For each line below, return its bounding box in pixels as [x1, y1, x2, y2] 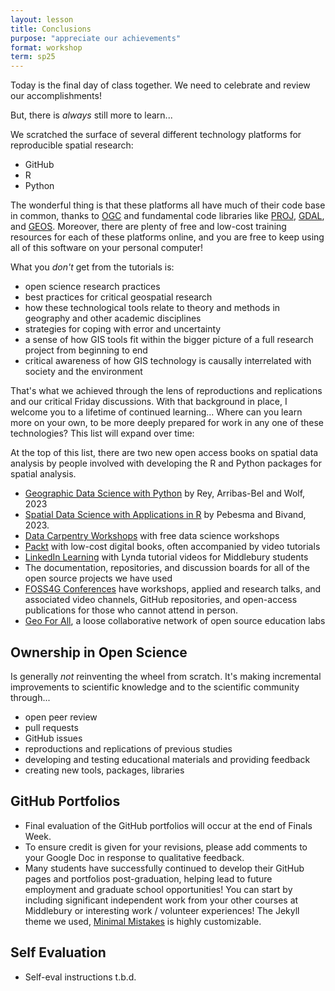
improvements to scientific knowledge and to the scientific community [10, 681, 300, 693]
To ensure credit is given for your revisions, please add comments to [24, 841, 308, 853]
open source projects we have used [24, 572, 173, 585]
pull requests [24, 721, 79, 733]
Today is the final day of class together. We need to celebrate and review [10, 79, 311, 91]
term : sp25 [10, 52, 56, 62]
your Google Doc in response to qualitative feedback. [24, 851, 245, 863]
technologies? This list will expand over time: [10, 427, 195, 440]
